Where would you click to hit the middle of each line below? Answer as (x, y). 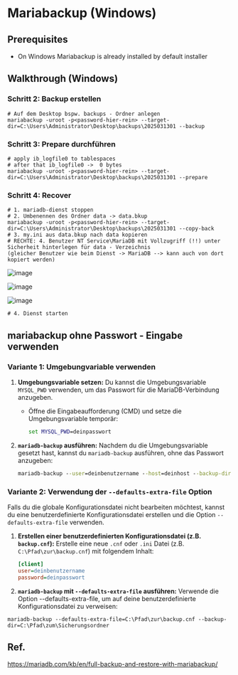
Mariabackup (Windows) (82, 13)
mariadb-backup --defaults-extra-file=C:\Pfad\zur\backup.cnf (101, 619)
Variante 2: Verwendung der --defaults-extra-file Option (110, 491)
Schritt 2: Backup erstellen (54, 99)
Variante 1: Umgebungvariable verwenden (82, 366)
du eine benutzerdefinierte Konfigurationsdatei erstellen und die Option (112, 515)
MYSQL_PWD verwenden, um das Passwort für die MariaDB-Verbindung (118, 390)
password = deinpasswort (51, 578)
